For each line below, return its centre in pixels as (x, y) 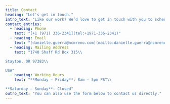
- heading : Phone (28, 29)
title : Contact (21, 10)
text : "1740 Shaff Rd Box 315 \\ (48, 52)
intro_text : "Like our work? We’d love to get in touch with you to (79, 19)
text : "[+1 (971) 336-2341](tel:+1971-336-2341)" (68, 33)
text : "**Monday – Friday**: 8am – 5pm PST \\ (63, 80)
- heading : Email (28, 38)
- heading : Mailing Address (39, 47)
